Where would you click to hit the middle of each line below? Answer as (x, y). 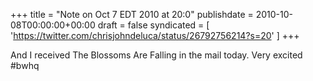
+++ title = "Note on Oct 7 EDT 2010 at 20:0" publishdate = (132, 14)
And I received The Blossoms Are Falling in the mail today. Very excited (156, 55)
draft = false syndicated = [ (153, 25)
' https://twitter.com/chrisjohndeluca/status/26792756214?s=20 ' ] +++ (155, 35)
